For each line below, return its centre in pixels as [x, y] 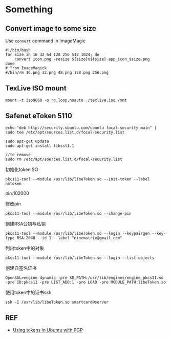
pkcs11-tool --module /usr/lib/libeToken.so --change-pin [68, 213]
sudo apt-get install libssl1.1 [40, 146]
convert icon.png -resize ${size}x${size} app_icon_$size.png [82, 59]
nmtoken [14, 183]
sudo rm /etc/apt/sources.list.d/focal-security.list [64, 159]
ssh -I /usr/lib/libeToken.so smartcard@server [57, 302]
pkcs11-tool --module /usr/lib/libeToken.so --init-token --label [78, 179]
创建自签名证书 [21, 268]
